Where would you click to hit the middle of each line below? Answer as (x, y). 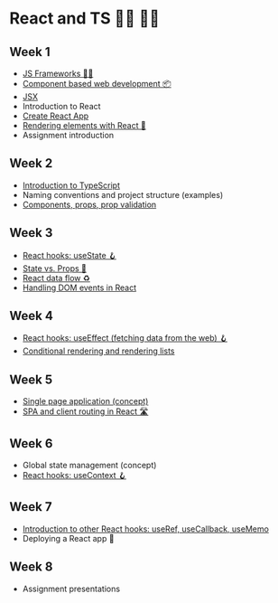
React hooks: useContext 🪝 (74, 476)
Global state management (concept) (89, 466)
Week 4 (32, 316)
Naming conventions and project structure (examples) (123, 194)
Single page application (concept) (85, 401)
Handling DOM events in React (79, 287)
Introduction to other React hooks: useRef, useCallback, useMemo (145, 529)
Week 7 (31, 507)
